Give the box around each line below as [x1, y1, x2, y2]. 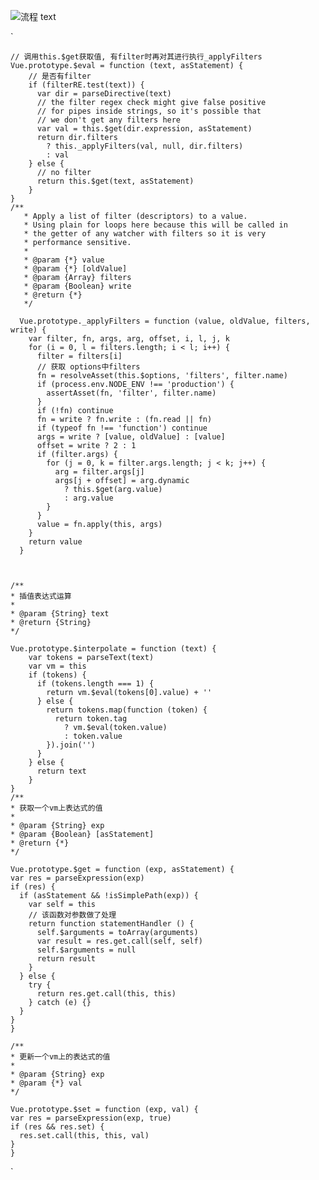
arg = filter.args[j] [54, 467, 145, 477]
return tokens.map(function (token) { [46, 705, 208, 715]
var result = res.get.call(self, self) [36, 936, 203, 946]
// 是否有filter [28, 71, 92, 81]
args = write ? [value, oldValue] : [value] [36, 432, 226, 442]
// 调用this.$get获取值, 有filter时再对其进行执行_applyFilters [10, 52, 263, 62]
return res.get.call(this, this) [36, 989, 177, 999]
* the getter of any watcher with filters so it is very [23, 229, 267, 239]
